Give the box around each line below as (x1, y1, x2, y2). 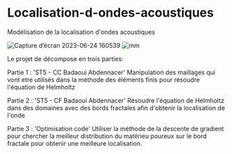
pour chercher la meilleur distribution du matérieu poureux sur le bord (7, 132, 207, 140)
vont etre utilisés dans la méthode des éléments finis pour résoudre (7, 75, 200, 84)
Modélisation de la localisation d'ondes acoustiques (7, 28, 156, 36)
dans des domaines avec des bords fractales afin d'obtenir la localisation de (7, 103, 226, 112)
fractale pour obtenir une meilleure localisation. (7, 139, 142, 147)
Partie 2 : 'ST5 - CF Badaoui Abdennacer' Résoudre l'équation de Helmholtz (7, 96, 224, 105)
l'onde (7, 111, 26, 119)
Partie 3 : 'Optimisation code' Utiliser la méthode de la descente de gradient (7, 124, 224, 132)
